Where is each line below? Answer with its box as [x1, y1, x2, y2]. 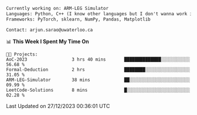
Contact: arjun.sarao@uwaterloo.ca [6, 27, 93, 33]
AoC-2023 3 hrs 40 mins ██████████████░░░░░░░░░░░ [6, 56, 191, 62]
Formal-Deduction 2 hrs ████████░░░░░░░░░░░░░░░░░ [6, 67, 191, 72]
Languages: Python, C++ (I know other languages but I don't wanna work [6, 11, 188, 17]
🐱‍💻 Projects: [6, 51, 38, 57]
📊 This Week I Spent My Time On [6, 38, 89, 45]
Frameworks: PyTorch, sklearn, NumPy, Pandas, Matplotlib [6, 16, 151, 22]
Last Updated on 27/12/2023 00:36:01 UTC [6, 102, 110, 109]
